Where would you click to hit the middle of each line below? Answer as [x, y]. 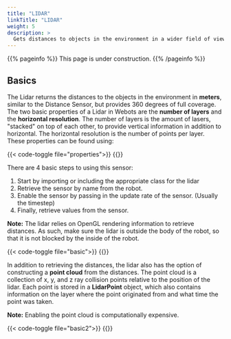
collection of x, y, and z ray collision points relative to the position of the [109, 279]
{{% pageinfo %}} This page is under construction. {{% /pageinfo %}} [107, 59]
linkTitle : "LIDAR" [35, 20]
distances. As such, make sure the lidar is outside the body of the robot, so [113, 231]
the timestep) [36, 203]
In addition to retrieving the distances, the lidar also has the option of [104, 265]
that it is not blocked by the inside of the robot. [73, 238]
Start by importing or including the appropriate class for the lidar [108, 181]
